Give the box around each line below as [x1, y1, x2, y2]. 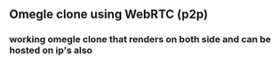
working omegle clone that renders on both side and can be [9, 33, 271, 46]
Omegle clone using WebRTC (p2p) [9, 7, 209, 22]
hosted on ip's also [9, 44, 93, 56]
